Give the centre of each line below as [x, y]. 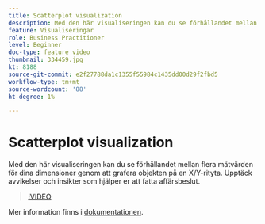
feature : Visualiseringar [51, 30]
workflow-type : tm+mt [44, 82]
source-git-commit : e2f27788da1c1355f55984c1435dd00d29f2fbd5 [113, 74]
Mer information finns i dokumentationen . [76, 212]
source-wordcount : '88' [48, 89]
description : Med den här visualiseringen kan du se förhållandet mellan [133, 23]
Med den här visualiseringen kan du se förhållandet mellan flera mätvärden [131, 165]
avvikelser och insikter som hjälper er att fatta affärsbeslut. [104, 181]
